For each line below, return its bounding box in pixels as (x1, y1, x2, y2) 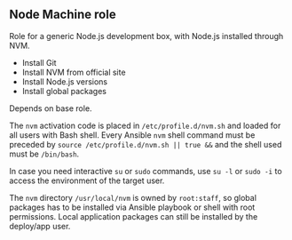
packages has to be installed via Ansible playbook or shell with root (9, 202, 256, 212)
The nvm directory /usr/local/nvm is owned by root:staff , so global (9, 192, 257, 203)
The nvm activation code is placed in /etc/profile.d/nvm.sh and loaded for (9, 120, 281, 131)
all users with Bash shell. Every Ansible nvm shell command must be (9, 129, 256, 140)
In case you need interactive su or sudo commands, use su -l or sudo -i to (9, 165, 282, 176)
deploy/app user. (9, 220, 71, 231)
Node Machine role (9, 7, 117, 22)
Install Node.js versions (21, 76, 108, 87)
